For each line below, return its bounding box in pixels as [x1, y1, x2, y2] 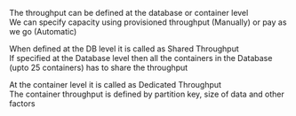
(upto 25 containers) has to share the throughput [9, 62, 188, 73]
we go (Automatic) [9, 27, 77, 36]
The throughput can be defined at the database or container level [9, 8, 249, 18]
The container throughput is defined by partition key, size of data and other [9, 89, 284, 99]
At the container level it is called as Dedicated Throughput [9, 80, 222, 89]
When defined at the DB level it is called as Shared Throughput [9, 43, 240, 54]
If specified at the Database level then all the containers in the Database [9, 53, 273, 63]
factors [9, 98, 36, 109]
